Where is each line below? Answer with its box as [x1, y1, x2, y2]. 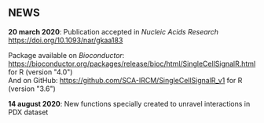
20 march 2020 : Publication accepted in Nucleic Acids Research [8, 27, 218, 36]
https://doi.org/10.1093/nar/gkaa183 [8, 35, 123, 45]
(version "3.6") [8, 84, 57, 93]
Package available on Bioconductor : [8, 50, 125, 60]
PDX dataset [8, 107, 49, 117]
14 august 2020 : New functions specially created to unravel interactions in [8, 99, 251, 108]
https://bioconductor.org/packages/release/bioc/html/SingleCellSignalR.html [8, 59, 256, 68]
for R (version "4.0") [8, 67, 73, 77]
